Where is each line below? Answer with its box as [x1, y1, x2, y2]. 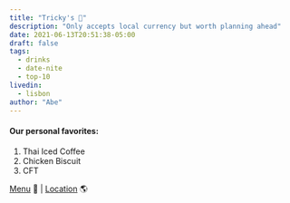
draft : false [9, 38, 59, 48]
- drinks [17, 55, 51, 64]
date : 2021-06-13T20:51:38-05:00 [9, 30, 136, 39]
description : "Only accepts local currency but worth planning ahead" [9, 22, 282, 31]
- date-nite [17, 64, 63, 73]
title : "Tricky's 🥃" [9, 13, 88, 23]
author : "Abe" [9, 97, 63, 107]
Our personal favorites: [9, 125, 100, 136]
